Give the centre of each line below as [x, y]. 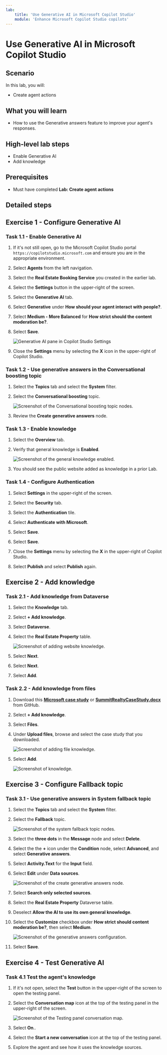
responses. [24, 128]
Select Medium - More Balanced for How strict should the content [82, 316]
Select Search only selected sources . [52, 893]
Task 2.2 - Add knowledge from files [51, 689]
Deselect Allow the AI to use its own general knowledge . [72, 912]
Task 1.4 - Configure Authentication [50, 482]
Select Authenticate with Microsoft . [50, 522]
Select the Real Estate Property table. [52, 637]
